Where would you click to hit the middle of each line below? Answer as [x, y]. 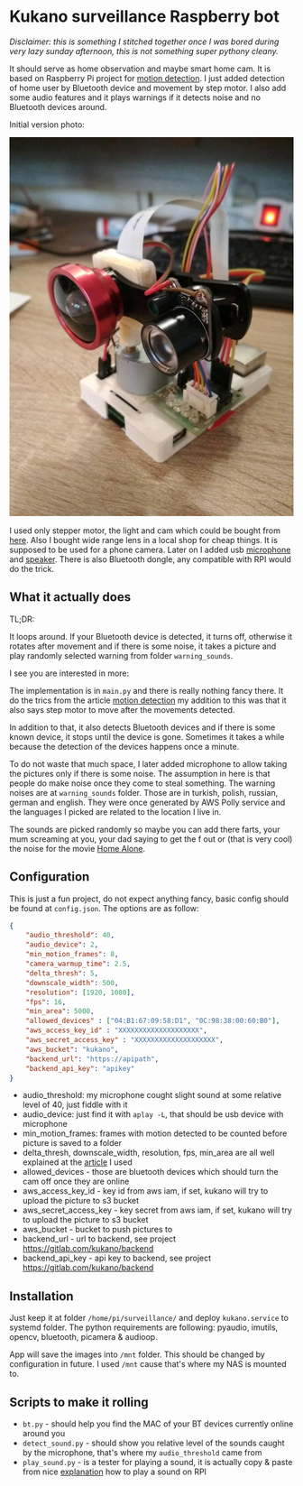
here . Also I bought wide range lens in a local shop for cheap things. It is [143, 540]
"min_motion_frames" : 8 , [72, 955]
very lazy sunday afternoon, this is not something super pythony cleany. [144, 51]
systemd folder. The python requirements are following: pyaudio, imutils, [144, 1327]
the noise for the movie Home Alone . [78, 848]
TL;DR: [22, 619]
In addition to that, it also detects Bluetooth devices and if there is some [142, 727]
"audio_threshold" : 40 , [70, 936]
